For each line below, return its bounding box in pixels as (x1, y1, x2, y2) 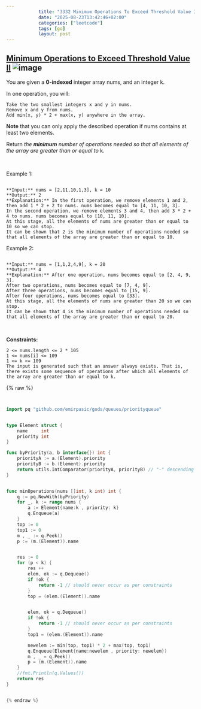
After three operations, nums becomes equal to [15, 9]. (6, 287, 151, 293)
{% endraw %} (6, 697, 39, 704)
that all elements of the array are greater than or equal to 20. (6, 314, 175, 320)
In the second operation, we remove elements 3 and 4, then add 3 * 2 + (6, 208, 191, 214)
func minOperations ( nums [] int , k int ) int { (6, 488, 121, 494)
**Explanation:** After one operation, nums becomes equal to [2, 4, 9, (6, 272, 191, 278)
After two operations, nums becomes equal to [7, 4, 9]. (6, 282, 151, 288)
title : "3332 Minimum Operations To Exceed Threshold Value (38, 8, 191, 15)
